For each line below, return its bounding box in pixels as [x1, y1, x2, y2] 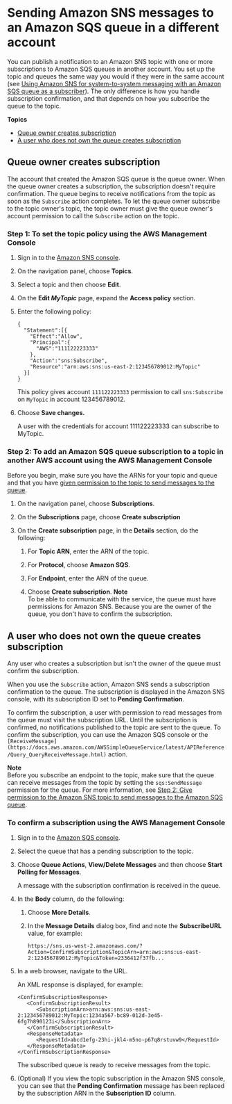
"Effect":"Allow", [30, 333, 83, 340]
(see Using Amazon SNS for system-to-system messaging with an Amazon [7, 79, 222, 88]
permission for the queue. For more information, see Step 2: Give [7, 786, 193, 794]
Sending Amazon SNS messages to [7, 5, 215, 21]
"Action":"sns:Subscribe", [30, 357, 108, 364]
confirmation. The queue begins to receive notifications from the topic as [7, 189, 216, 197]
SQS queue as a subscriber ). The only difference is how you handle [7, 87, 200, 95]
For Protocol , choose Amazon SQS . [27, 561, 130, 569]
